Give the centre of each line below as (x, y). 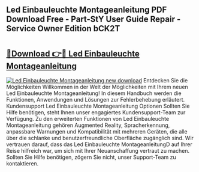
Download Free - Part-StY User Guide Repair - (94, 20)
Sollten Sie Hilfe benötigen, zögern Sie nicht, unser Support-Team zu (91, 157)
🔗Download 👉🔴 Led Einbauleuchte (73, 54)
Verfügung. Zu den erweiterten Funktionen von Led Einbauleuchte (88, 119)
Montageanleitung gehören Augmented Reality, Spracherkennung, (88, 125)
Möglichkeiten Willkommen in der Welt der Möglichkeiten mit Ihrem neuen (97, 87)
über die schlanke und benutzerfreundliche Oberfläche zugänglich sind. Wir (100, 138)
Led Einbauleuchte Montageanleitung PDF (87, 10)
